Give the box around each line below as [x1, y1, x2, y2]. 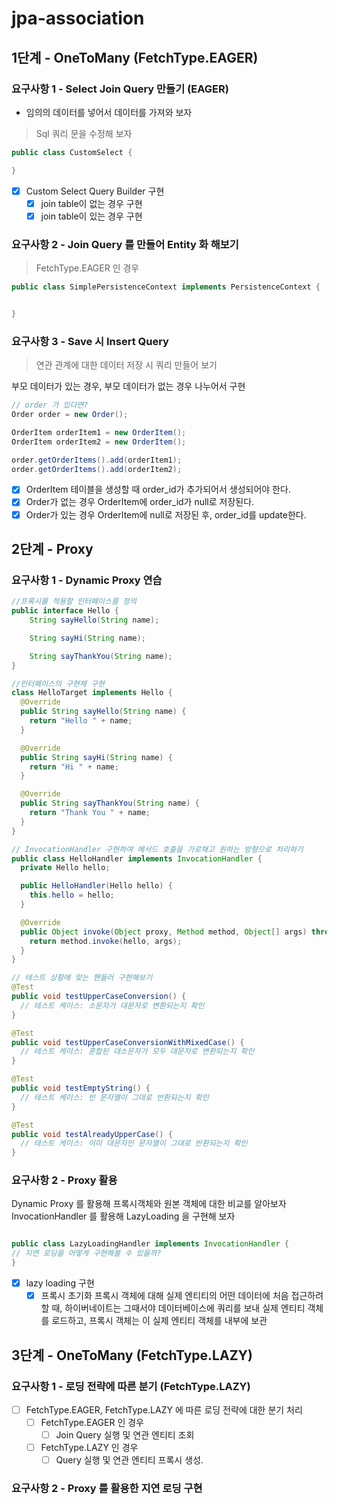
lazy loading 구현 [25, 1277, 95, 1289]
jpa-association [11, 7, 145, 30]
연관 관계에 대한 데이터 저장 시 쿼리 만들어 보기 [35, 359, 218, 371]
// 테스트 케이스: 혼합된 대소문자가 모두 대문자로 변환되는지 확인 [20, 1047, 255, 1057]
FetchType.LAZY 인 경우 [40, 1442, 139, 1454]
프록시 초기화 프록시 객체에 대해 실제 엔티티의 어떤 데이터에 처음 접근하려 [40, 1290, 324, 1302]
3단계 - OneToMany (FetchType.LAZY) [11, 1347, 253, 1364]
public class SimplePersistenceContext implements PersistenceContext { [11, 282, 321, 292]
